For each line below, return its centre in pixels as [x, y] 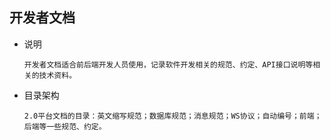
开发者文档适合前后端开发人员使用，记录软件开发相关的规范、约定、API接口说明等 [168, 64]
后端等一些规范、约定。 [65, 126]
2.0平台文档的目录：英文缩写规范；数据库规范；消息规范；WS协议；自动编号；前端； [172, 116]
